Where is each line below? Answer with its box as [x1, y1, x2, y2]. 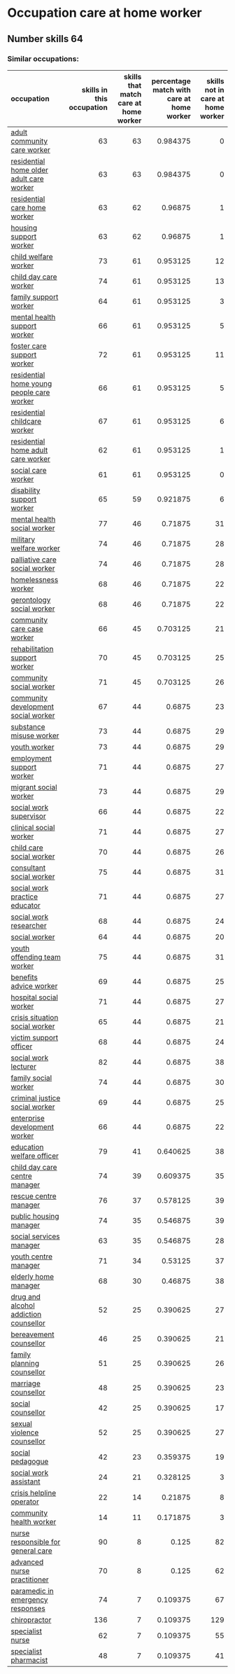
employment [10, 753, 52, 763]
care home [10, 202, 47, 212]
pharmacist [10, 1655, 48, 1665]
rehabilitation [10, 644, 54, 653]
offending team [10, 952, 61, 962]
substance [10, 721, 45, 731]
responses [10, 1603, 45, 1613]
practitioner [10, 1575, 49, 1584]
